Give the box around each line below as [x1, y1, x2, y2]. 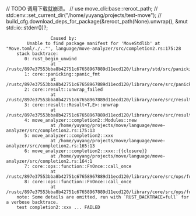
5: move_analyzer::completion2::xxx [24, 133, 114, 139]
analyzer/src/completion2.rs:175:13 [6, 128, 95, 133]
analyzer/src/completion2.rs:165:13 [6, 143, 95, 149]
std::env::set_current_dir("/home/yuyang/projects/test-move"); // [6, 12, 162, 19]
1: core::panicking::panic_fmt [24, 71, 100, 77]
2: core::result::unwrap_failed [24, 87, 103, 92]
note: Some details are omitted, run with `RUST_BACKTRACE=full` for [16, 194, 190, 200]
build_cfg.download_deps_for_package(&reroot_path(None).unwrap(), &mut [6, 18, 188, 25]
